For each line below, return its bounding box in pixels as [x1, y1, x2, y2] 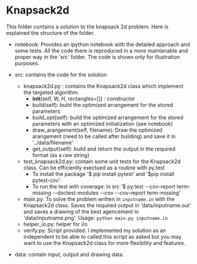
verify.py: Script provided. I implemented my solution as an [23, 227, 166, 234]
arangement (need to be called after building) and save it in [32, 132, 176, 139]
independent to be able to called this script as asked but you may [23, 233, 182, 240]
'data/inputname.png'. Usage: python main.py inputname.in [23, 214, 168, 221]
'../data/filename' [32, 139, 74, 146]
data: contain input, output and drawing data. [14, 250, 125, 258]
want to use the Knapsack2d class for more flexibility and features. [23, 239, 186, 246]
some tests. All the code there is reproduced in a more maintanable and [14, 47, 188, 54]
